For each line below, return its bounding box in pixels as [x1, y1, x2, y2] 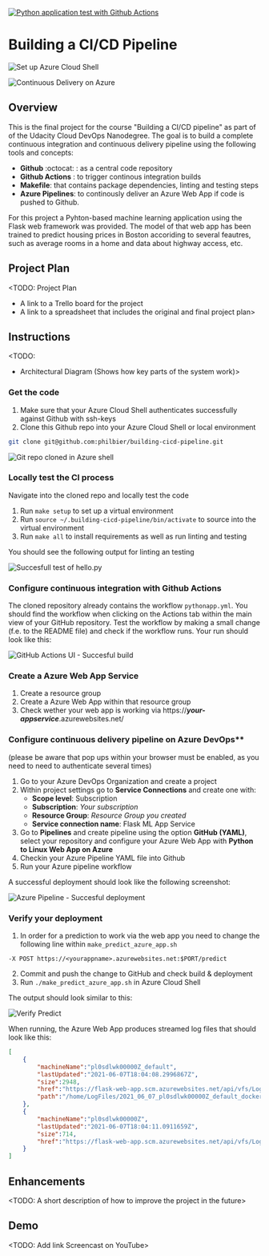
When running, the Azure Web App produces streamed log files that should [8, 1024, 256, 1034]
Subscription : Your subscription [31, 802, 139, 811]
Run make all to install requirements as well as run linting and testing [19, 531, 247, 541]
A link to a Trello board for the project [19, 298, 144, 308]
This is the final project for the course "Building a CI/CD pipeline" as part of [8, 122, 256, 131]
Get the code [8, 387, 60, 398]
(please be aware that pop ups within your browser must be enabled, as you [8, 752, 259, 761]
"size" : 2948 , [37, 1078, 81, 1086]
